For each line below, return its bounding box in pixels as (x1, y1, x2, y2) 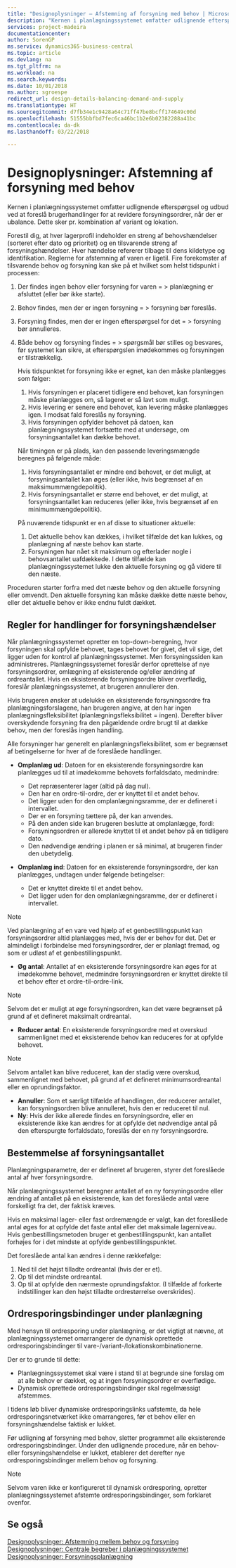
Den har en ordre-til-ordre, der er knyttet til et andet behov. (27, 789, 200, 798)
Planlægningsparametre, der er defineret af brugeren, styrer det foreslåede (7, 1165, 225, 1174)
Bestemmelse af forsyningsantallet (7, 1147, 164, 1159)
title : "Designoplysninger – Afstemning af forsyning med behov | (7, 10, 206, 18)
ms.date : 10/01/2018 (7, 82, 68, 89)
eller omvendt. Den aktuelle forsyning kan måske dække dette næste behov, (7, 591, 228, 599)
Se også (7, 1519, 44, 1531)
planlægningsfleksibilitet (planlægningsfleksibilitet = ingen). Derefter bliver (7, 711, 223, 720)
